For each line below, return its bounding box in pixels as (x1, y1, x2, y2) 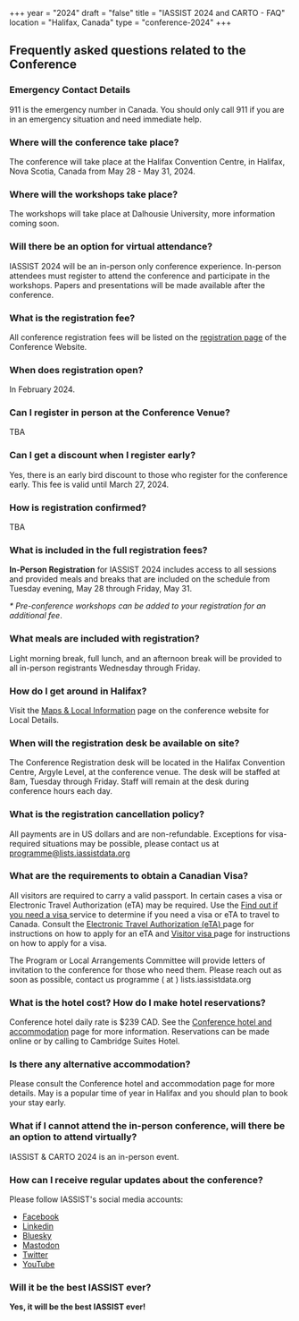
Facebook (21, 1212, 60, 1223)
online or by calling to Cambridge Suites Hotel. (9, 1035, 180, 1046)
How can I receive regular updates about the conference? (9, 1173, 263, 1186)
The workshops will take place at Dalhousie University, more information (9, 209, 276, 219)
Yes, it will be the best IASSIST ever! (9, 1301, 145, 1312)
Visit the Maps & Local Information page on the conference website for (9, 704, 270, 715)
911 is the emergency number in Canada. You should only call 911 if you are (9, 104, 285, 115)
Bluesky (21, 1231, 52, 1241)
